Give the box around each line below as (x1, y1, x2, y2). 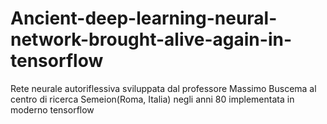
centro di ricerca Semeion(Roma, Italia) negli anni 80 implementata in (10, 93, 295, 105)
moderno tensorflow (10, 103, 95, 116)
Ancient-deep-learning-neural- (10, 7, 278, 30)
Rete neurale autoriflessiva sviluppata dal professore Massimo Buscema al (10, 82, 317, 94)
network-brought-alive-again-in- (10, 28, 292, 51)
